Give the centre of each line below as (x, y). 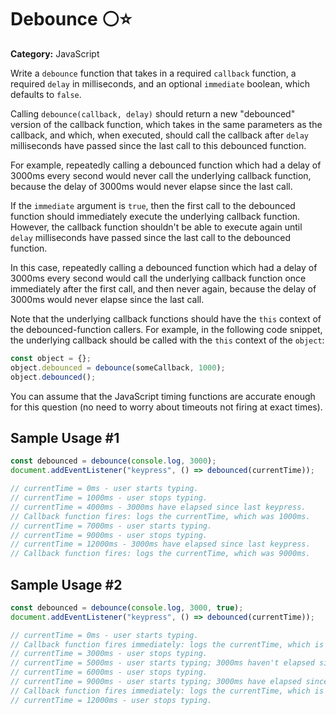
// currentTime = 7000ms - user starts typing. (111, 526)
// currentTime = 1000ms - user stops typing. (109, 498)
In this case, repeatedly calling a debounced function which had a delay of (164, 267)
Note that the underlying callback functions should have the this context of (166, 318)
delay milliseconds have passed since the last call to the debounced (151, 237)
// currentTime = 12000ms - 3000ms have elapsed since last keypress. (160, 544)
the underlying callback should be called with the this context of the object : (167, 340)
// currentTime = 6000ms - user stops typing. (109, 672)
